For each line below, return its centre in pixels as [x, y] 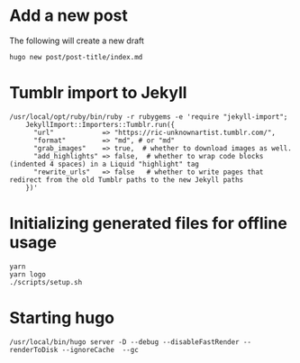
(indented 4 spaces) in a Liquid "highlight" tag [105, 164]
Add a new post [68, 16]
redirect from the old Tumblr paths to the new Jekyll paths [127, 180]
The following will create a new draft [77, 41]
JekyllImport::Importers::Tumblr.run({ [100, 124]
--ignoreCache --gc [100, 349]
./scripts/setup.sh [46, 282]
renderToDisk [34, 349]
